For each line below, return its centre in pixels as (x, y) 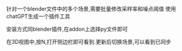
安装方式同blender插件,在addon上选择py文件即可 (67, 29)
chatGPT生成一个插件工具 (38, 16)
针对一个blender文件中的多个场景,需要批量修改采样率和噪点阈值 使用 (91, 9)
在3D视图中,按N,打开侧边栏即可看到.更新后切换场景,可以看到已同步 (89, 42)
